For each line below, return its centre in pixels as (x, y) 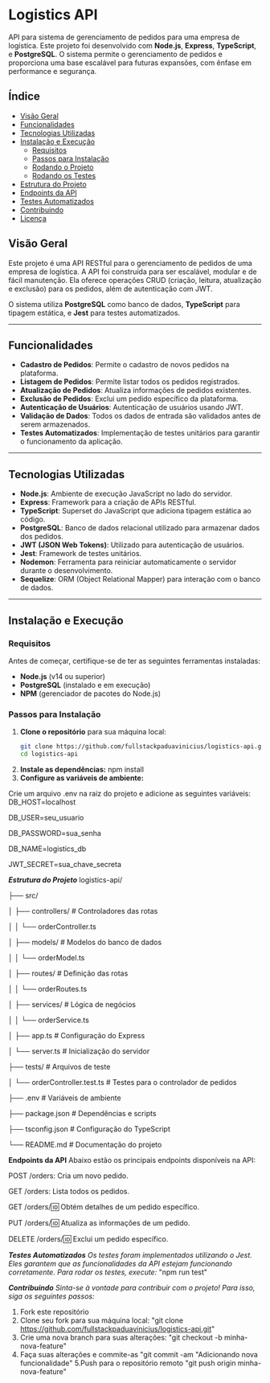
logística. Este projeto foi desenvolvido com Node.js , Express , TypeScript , (133, 45)
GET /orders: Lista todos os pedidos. (69, 1191)
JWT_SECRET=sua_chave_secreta (65, 864)
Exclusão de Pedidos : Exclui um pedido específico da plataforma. (129, 399)
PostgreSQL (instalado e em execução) (85, 685)
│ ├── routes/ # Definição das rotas (68, 973)
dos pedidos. (42, 537)
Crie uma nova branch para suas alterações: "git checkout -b (121, 1337)
